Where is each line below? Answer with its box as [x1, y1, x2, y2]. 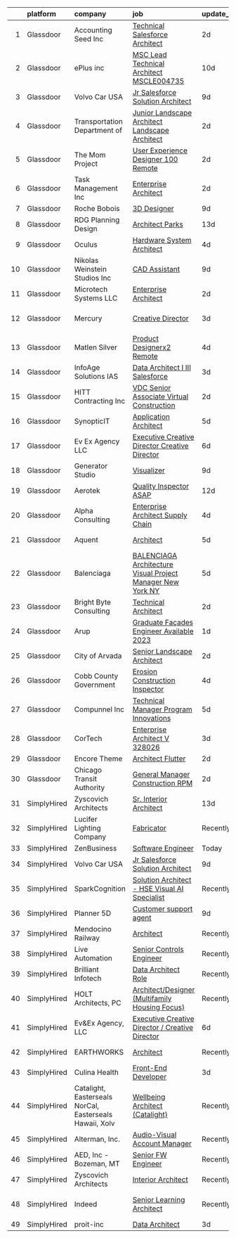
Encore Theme [74, 754, 123, 763]
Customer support [132, 904, 193, 913]
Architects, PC [74, 998, 122, 1007]
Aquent [74, 535, 98, 544]
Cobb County [74, 671, 119, 681]
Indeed [74, 1199, 98, 1208]
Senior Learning [132, 1195, 185, 1204]
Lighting [74, 823, 101, 832]
